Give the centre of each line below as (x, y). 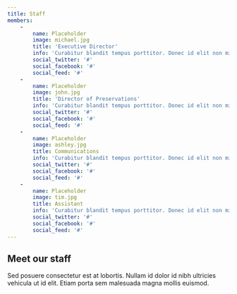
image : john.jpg (56, 92)
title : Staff (26, 14)
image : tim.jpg (55, 197)
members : (20, 20)
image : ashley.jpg (60, 145)
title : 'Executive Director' (75, 47)
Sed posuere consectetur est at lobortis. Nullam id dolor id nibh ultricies (112, 276)
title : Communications (66, 152)
